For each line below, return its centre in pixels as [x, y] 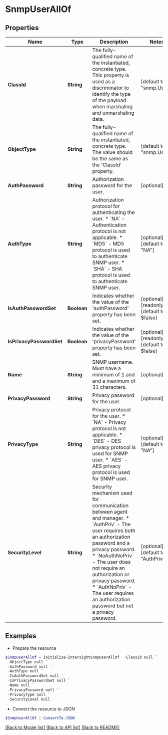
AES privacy [106, 466]
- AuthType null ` [25, 671]
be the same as [110, 159]
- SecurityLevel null [29, 699]
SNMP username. [113, 362]
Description [114, 42]
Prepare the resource [34, 648]
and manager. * [111, 518]
